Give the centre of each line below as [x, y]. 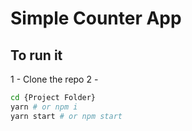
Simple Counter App [96, 18]
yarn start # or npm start [66, 116]
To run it [36, 55]
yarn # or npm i [44, 107]
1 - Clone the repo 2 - [54, 79]
